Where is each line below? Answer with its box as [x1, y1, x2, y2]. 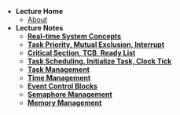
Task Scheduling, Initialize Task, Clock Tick [27, 56, 172, 66]
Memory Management [27, 98, 102, 107]
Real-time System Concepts [27, 31, 122, 41]
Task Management [27, 65, 90, 74]
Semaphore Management [27, 90, 112, 99]
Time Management [27, 74, 91, 82]
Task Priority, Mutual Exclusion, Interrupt [27, 40, 165, 49]
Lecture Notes [15, 23, 64, 32]
